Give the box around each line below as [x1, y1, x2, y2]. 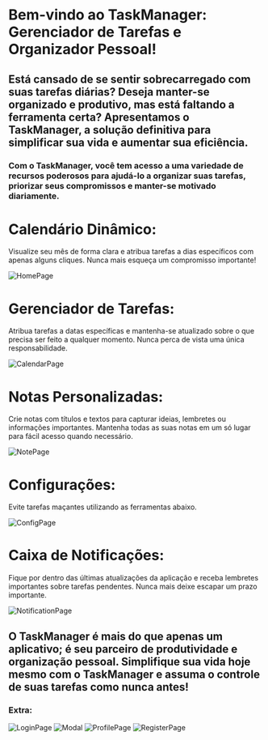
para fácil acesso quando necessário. [8, 432, 133, 441]
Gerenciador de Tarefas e [8, 23, 182, 41]
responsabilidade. [8, 343, 69, 353]
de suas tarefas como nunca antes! [8, 680, 190, 694]
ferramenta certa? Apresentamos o [8, 110, 190, 124]
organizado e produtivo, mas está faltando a [8, 97, 236, 111]
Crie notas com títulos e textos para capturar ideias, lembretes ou [8, 415, 226, 424]
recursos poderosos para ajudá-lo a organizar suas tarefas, [8, 170, 246, 181]
